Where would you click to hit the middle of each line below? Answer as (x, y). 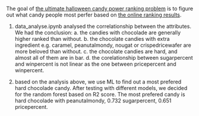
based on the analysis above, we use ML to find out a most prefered (98, 82)
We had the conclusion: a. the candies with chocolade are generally (98, 33)
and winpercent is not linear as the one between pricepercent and (95, 64)
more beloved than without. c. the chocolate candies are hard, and (96, 51)
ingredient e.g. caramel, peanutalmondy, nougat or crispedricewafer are (103, 45)
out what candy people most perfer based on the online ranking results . (94, 15)
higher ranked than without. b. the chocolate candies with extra (92, 39)
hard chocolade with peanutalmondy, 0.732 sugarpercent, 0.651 (93, 101)
